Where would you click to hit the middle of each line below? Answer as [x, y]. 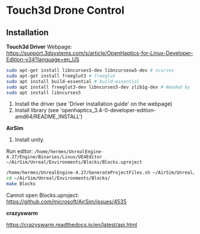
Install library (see [37, 110]
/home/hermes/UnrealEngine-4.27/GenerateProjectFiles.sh [78, 173]
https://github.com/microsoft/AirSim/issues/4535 [66, 201]
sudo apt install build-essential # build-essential [73, 81]
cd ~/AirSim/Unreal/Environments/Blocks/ [58, 178]
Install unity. [29, 140]
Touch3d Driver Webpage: [39, 47]
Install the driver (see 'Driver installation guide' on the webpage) [93, 104]
